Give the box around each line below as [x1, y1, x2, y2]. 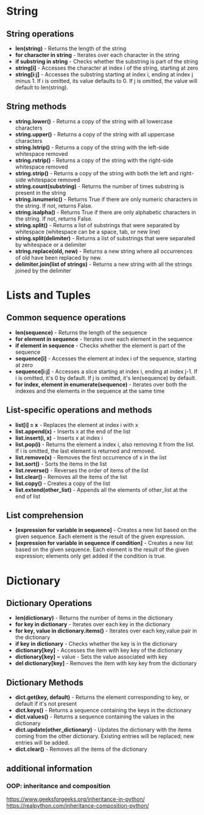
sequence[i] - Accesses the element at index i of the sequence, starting [15, 354, 197, 362]
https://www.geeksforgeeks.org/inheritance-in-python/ [6, 795, 145, 803]
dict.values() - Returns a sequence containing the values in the [15, 713, 175, 720]
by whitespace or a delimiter [15, 241, 87, 248]
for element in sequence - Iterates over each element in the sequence [15, 335, 193, 343]
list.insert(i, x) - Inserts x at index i [15, 434, 104, 441]
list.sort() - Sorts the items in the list [15, 460, 107, 467]
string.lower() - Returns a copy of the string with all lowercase [15, 117, 173, 125]
